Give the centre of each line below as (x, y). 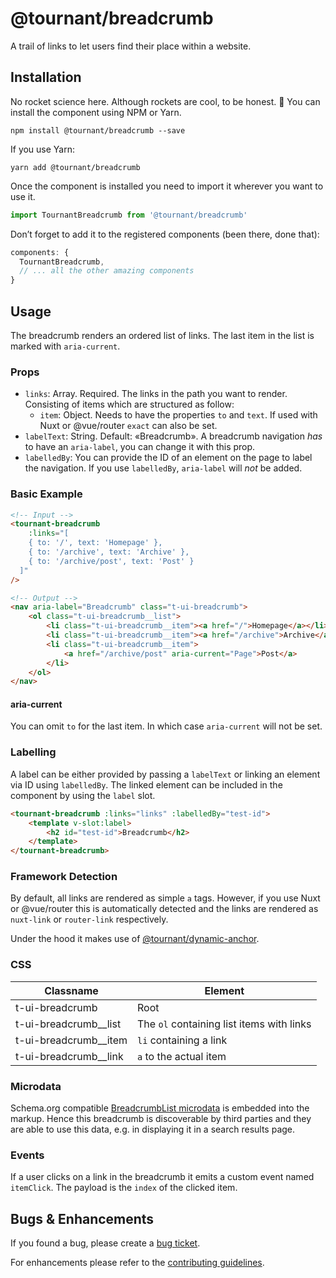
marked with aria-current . (65, 346)
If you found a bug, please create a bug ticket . (105, 1243)
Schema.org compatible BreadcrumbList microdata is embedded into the (160, 1108)
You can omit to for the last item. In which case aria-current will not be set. (166, 726)
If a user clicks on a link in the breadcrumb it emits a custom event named (162, 1177)
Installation (46, 77)
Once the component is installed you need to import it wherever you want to (167, 186)
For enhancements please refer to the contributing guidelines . (137, 1263)
